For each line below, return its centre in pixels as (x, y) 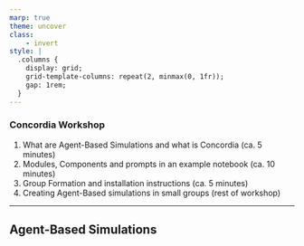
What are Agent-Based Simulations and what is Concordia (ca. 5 (142, 145)
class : (22, 34)
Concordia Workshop (57, 125)
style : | (26, 52)
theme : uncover (38, 26)
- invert (42, 43)
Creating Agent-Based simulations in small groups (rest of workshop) (152, 193)
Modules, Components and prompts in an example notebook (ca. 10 (149, 164)
